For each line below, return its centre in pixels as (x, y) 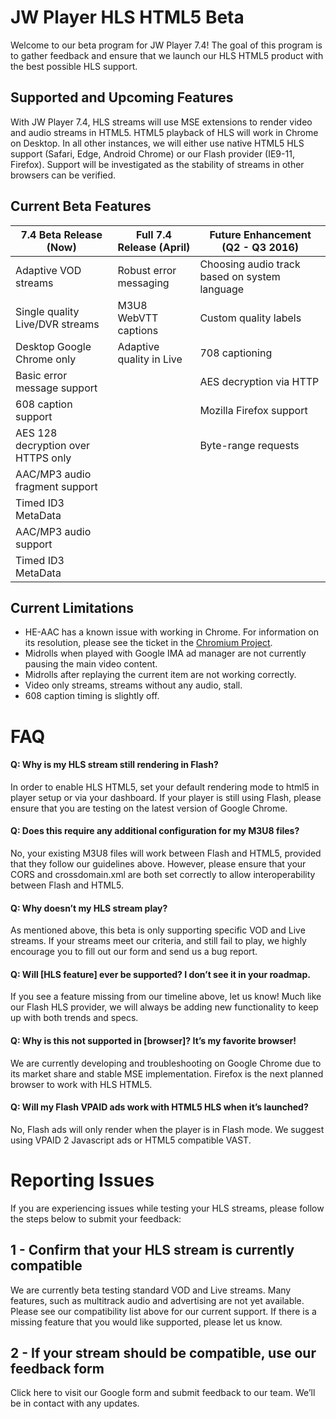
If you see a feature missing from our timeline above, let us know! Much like (166, 997)
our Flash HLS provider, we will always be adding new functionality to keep (164, 1007)
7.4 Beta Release (61, 234)
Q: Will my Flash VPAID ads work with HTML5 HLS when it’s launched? (159, 1107)
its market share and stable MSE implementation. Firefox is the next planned (167, 1073)
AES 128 (36, 433)
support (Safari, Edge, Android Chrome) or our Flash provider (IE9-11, (152, 153)
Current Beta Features (81, 206)
